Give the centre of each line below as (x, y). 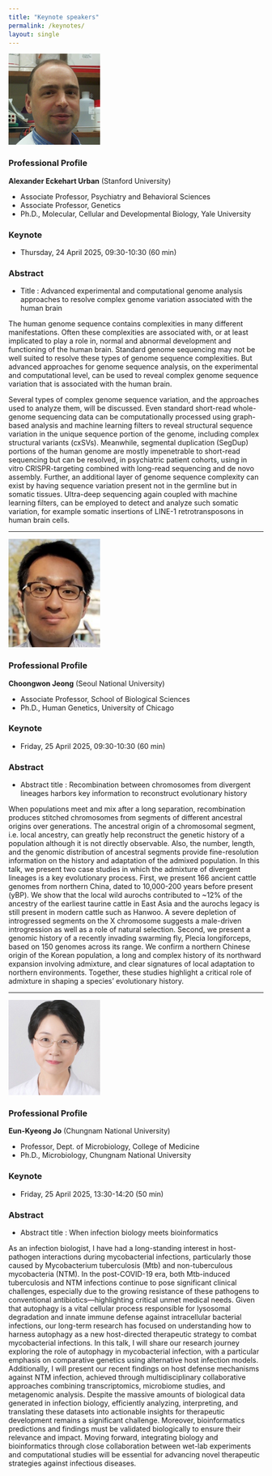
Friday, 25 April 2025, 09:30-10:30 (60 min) (93, 746)
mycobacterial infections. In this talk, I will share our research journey (124, 1343)
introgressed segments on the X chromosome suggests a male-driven (125, 921)
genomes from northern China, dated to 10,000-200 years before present (131, 887)
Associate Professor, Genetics (70, 205)
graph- (244, 417)
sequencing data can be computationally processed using (134, 417)
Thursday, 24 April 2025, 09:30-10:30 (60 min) (98, 252)
